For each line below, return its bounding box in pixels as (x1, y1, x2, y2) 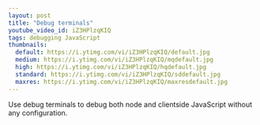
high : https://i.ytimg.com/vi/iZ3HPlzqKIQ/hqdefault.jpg (15, 63, 207, 71)
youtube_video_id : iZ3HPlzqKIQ (8, 26, 111, 34)
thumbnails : (8, 41, 47, 49)
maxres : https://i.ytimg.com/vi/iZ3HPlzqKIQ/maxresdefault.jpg (15, 78, 228, 85)
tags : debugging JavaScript (8, 33, 101, 42)
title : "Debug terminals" (8, 19, 93, 27)
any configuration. (8, 108, 68, 117)
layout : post (8, 11, 51, 20)
